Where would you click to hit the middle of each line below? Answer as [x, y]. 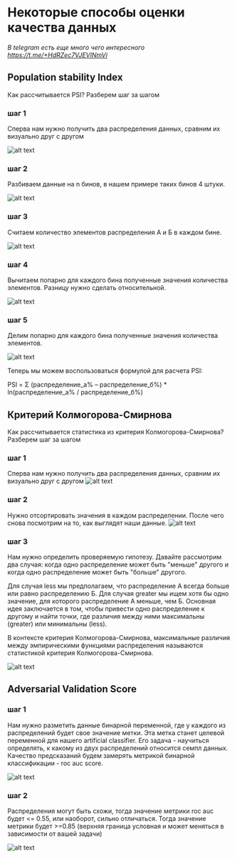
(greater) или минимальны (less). [57, 624]
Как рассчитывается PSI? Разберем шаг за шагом [84, 94]
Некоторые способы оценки [96, 13]
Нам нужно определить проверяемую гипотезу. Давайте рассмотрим [115, 557]
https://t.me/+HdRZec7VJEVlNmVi [58, 55]
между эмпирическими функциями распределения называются [105, 645]
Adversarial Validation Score [72, 689]
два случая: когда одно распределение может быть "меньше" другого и [118, 564]
